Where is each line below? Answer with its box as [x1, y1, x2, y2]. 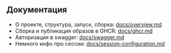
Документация [6, 5, 68, 15]
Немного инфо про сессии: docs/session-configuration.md [15, 40, 165, 47]
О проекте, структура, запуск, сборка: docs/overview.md [15, 20, 162, 28]
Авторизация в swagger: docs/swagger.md [15, 33, 124, 41]
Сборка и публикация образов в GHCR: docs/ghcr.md [15, 27, 153, 34]
